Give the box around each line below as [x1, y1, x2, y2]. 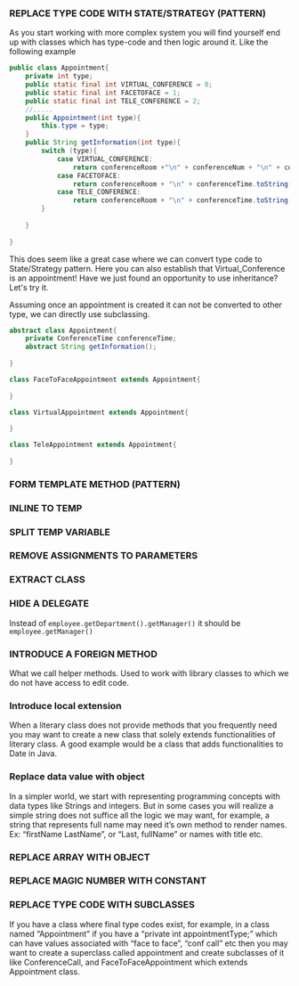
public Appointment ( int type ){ [25, 113, 141, 122]
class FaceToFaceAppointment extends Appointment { [9, 375, 201, 384]
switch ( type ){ [41, 146, 98, 156]
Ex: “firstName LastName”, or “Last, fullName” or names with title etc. [9, 828, 263, 839]
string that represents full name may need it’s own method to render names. [9, 819, 287, 830]
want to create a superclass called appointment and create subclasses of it [9, 947, 285, 957]
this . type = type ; [41, 121, 109, 131]
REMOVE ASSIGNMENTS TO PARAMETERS [9, 550, 198, 562]
